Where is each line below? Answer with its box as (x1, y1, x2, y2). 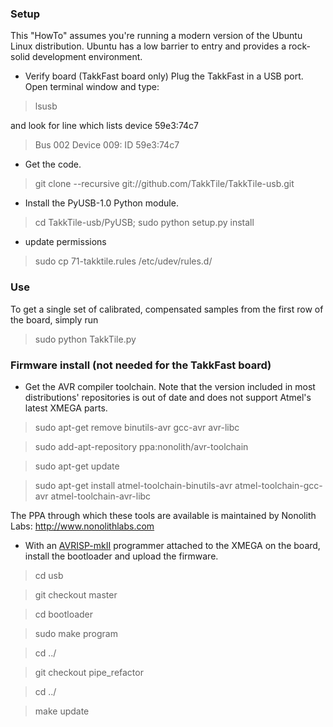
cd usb (34, 569, 64, 581)
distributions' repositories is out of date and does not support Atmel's (24, 391, 312, 403)
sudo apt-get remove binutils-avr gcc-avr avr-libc (34, 421, 240, 433)
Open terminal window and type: (24, 81, 160, 93)
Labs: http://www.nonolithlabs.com (10, 520, 155, 532)
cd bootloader (34, 608, 94, 620)
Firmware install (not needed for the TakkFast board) (10, 358, 272, 372)
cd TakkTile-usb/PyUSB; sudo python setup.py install (34, 217, 255, 229)
